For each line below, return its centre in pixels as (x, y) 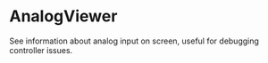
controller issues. (41, 50)
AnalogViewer (63, 16)
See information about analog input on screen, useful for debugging (134, 41)
